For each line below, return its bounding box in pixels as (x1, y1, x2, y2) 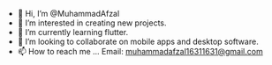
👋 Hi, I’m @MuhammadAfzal (17, 9, 120, 18)
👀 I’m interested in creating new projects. (17, 18, 167, 28)
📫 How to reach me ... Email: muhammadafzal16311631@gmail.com (17, 47, 263, 56)
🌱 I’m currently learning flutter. (17, 27, 129, 37)
